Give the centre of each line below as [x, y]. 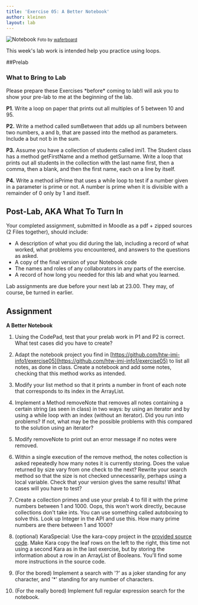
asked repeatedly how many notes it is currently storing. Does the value [102, 463]
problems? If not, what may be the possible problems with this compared [103, 422]
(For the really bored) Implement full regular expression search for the [100, 591]
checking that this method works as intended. [70, 374]
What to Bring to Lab [36, 77]
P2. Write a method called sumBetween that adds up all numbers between [97, 126]
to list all [179, 361]
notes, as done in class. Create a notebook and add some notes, [93, 367]
